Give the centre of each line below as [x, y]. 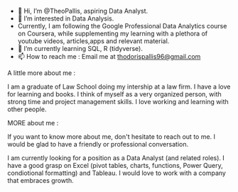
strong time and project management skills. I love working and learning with [118, 102]
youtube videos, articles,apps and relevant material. [93, 41]
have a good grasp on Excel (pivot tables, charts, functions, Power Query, [115, 165]
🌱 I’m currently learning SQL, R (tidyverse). [80, 49]
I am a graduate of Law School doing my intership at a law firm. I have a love [119, 86]
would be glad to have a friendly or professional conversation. [98, 144]
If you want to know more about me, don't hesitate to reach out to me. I [111, 137]
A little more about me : [42, 73]
